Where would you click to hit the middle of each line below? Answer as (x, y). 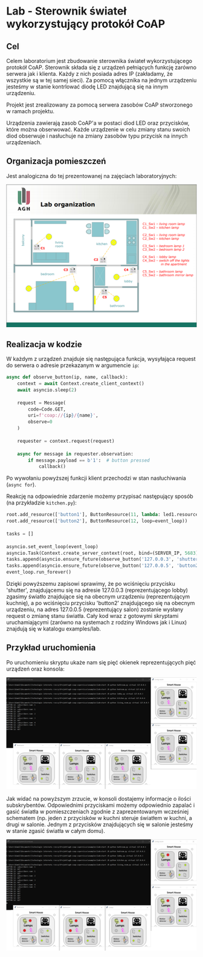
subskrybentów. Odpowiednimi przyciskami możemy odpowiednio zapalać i (101, 805)
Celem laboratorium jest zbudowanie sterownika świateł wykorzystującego (99, 61)
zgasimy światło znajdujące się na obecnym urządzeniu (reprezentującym (98, 597)
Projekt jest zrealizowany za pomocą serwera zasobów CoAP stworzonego (100, 105)
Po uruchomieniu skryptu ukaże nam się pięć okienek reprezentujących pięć (101, 662)
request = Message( (42, 403)
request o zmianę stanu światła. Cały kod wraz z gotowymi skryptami (92, 616)
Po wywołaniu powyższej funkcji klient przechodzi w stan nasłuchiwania (96, 478)
